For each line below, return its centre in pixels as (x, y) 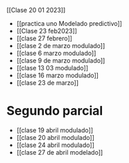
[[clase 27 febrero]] (44, 38)
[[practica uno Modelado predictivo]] (69, 23)
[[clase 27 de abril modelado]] (60, 152)
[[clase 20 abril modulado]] (55, 137)
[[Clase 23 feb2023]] (47, 31)
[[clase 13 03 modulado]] (52, 68)
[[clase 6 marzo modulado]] (56, 53)
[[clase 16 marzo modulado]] (57, 75)
